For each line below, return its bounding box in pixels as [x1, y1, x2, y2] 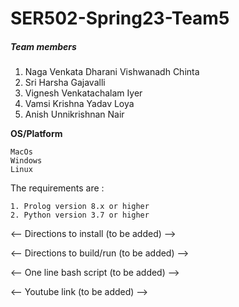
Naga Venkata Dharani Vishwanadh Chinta [24, 66, 200, 78]
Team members [10, 40, 77, 52]
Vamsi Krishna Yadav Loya [24, 98, 135, 110]
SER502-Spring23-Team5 [10, 7, 230, 30]
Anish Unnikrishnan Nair [24, 108, 125, 121]
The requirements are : [10, 182, 105, 194]
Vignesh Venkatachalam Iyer [24, 87, 143, 99]
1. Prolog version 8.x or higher [10, 202, 150, 212]
